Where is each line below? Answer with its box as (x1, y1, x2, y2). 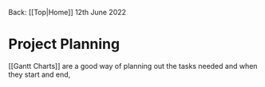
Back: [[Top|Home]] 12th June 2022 (8, 8, 126, 17)
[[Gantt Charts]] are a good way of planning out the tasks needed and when (8, 61, 258, 70)
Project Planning (8, 36, 121, 53)
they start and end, (8, 70, 71, 79)
